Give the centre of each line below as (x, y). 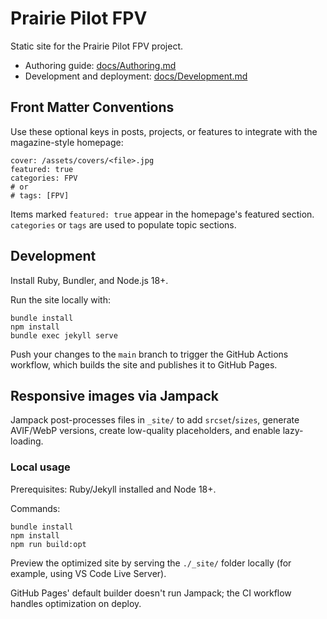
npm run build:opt (48, 544)
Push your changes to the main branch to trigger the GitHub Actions (149, 354)
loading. (27, 441)
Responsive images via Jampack (114, 395)
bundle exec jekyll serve (64, 335)
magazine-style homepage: (67, 142)
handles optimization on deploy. (76, 603)
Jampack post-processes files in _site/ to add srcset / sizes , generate (155, 420)
